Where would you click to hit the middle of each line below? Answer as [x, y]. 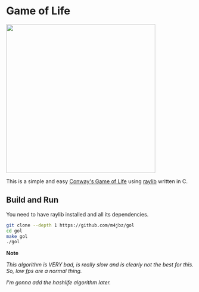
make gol [17, 236]
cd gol [14, 231]
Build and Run [32, 200]
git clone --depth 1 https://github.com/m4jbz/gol [70, 225]
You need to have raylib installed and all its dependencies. [77, 214]
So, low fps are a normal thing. [44, 271]
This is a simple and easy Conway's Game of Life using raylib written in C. [97, 181]
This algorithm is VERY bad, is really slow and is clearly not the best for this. [100, 265]
